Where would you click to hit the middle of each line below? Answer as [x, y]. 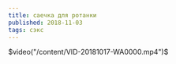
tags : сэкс [26, 30]
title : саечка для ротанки [52, 15]
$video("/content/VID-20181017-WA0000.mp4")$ [88, 52]
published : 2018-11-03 [45, 23]
